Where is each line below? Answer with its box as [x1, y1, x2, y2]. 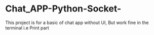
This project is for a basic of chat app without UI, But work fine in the [5, 19, 149, 25]
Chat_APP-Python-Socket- [5, 3, 122, 14]
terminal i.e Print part [5, 24, 49, 30]
